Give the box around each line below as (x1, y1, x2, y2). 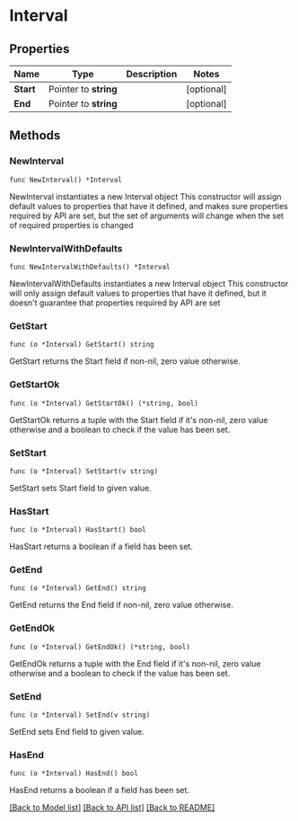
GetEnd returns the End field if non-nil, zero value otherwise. (9, 599, 233, 611)
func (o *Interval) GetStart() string (9, 340, 154, 349)
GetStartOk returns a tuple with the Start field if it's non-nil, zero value (9, 414, 268, 425)
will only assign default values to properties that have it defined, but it (9, 287, 267, 298)
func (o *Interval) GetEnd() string (9, 584, 146, 593)
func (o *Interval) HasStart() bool (9, 525, 146, 534)
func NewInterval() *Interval (9, 175, 123, 184)
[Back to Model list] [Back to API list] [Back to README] (9, 802, 215, 813)
